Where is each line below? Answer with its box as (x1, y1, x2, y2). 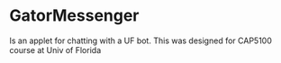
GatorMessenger (9, 5, 140, 26)
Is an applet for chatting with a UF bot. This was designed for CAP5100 (9, 35, 272, 46)
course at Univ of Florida (9, 44, 102, 55)
